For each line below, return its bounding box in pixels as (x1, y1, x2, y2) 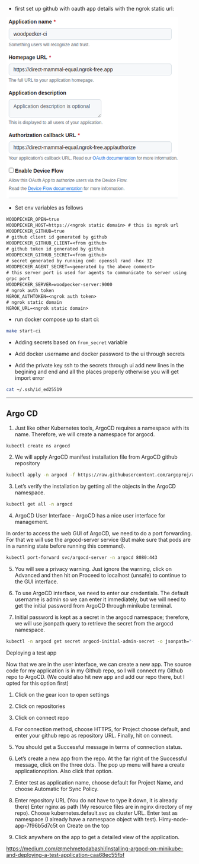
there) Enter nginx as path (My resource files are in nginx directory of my (14, 803, 192, 810)
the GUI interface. (14, 578, 59, 585)
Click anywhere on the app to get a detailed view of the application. (14, 833, 179, 840)
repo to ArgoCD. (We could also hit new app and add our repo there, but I (6, 673, 185, 680)
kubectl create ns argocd (6, 443, 70, 449)
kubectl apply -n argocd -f (6, 472, 76, 478)
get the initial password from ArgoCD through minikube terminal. (14, 602, 173, 609)
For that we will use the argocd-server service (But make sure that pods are (6, 536, 191, 544)
